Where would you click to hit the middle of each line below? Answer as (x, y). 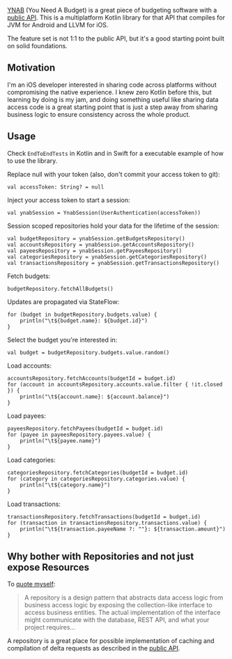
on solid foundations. (37, 46)
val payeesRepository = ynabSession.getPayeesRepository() (95, 251)
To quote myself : (31, 584)
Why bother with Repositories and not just (101, 557)
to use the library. (32, 161)
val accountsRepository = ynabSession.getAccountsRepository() (101, 245)
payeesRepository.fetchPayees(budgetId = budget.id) (85, 428)
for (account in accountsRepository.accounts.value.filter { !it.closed (115, 384)
